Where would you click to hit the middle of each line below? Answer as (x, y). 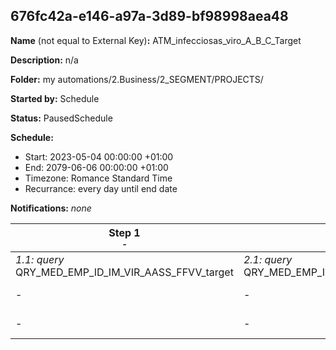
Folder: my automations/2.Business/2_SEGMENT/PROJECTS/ (137, 79)
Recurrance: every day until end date (101, 188)
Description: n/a (44, 60)
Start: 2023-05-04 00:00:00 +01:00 (99, 156)
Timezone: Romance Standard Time (98, 178)
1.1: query (40, 259)
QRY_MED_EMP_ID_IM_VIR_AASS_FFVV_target (124, 272)
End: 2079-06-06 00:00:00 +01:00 (96, 167)
